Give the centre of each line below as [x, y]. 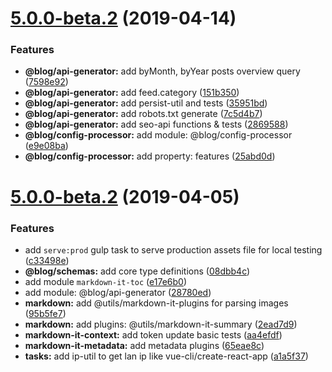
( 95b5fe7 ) [45, 313]
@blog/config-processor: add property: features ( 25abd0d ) [150, 156]
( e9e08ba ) [46, 146]
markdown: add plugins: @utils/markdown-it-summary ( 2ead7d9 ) [161, 324]
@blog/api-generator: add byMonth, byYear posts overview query [162, 71]
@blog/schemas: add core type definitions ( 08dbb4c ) [137, 271]
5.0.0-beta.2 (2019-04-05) [125, 196]
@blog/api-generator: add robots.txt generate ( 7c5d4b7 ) [143, 114]
